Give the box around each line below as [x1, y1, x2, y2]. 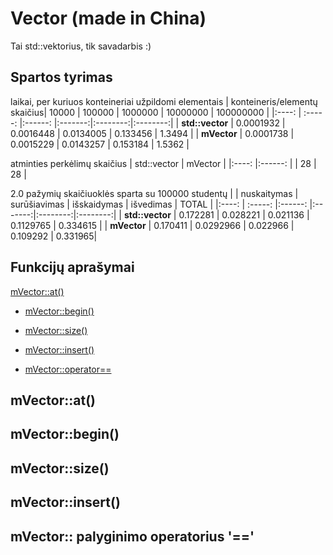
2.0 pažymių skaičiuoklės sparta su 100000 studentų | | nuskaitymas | [10, 187, 299, 199]
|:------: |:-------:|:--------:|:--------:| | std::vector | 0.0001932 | [19, 117, 286, 129]
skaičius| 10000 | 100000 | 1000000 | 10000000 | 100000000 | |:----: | [10, 106, 302, 118]
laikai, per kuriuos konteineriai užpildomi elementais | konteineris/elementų [10, 95, 318, 107]
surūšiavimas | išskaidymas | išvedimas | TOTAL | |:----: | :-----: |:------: [10, 198, 308, 210]
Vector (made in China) [10, 7, 207, 30]
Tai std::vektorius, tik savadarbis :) [10, 40, 152, 52]
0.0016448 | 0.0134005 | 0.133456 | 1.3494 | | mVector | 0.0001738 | [10, 127, 295, 139]
